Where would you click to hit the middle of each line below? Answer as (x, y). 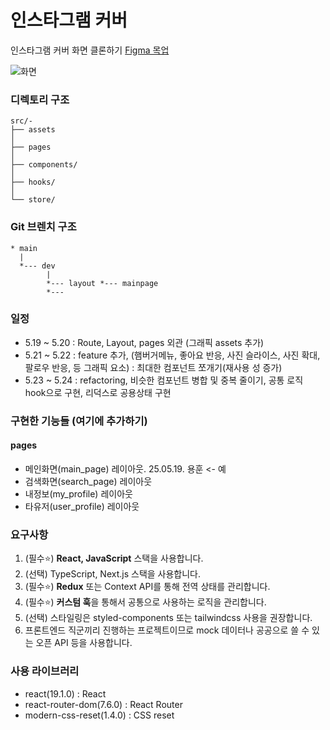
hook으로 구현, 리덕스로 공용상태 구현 (98, 392)
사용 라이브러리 (45, 671)
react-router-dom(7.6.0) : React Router (103, 704)
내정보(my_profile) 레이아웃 (78, 493)
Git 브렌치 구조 (43, 227)
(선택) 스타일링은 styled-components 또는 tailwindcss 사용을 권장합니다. (168, 618)
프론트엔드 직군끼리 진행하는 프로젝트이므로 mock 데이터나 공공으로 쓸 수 (167, 630)
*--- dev (37, 266)
